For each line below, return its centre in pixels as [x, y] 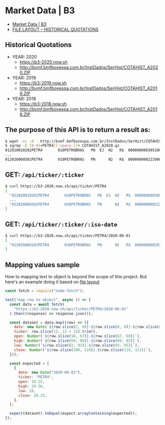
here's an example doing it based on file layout [52, 282]
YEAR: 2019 [24, 78]
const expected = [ [29, 363]
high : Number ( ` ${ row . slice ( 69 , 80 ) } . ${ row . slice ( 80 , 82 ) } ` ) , [78, 341]
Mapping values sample [42, 265]
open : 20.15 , [31, 382]
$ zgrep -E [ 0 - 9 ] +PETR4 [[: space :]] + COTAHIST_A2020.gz [62, 146]
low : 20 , [27, 391]
